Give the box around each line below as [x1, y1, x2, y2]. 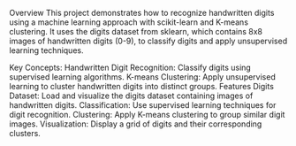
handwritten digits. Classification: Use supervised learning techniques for [9, 100, 277, 110]
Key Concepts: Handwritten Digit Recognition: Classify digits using [9, 62, 252, 73]
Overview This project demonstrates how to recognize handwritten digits [9, 8, 275, 18]
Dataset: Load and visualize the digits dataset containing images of [9, 90, 254, 101]
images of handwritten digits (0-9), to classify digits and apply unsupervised [9, 35, 288, 46]
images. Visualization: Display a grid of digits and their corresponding [9, 119, 262, 129]
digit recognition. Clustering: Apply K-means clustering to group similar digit [9, 110, 285, 119]
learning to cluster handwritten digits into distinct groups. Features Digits [9, 81, 274, 91]
